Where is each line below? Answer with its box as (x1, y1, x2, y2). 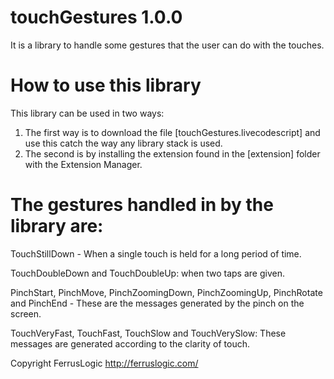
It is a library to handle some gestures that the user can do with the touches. (10, 39, 325, 51)
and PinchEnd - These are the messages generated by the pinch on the (10, 297, 305, 309)
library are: (10, 215, 104, 238)
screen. (10, 307, 42, 320)
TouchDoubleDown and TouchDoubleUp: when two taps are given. (10, 267, 285, 279)
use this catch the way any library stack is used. (24, 137, 223, 149)
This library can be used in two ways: (10, 107, 165, 119)
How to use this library (10, 74, 202, 97)
